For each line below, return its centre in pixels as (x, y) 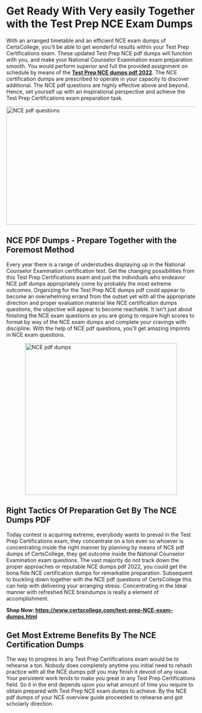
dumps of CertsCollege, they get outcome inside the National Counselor (96, 554)
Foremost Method (40, 250)
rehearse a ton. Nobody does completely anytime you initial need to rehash (99, 666)
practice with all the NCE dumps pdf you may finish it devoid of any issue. (98, 672)
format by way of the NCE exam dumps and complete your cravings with (96, 322)
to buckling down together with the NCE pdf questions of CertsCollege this (99, 579)
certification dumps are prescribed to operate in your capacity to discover (98, 79)
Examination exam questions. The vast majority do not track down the (93, 560)
